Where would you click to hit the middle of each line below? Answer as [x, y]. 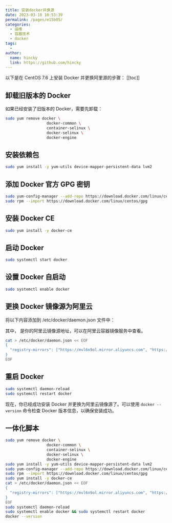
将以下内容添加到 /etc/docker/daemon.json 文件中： [60, 320]
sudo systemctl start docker [36, 260]
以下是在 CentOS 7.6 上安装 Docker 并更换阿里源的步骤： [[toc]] [72, 78]
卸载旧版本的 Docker [38, 95]
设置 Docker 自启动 [36, 277]
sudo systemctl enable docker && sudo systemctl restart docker [75, 512]
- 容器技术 [20, 34]
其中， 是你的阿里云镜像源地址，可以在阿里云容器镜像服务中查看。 [76, 331]
